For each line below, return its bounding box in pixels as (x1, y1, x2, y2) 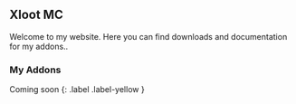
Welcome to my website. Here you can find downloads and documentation (9, 31, 288, 42)
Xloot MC (9, 7, 63, 23)
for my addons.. (9, 41, 69, 52)
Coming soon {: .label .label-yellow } (9, 84, 145, 95)
